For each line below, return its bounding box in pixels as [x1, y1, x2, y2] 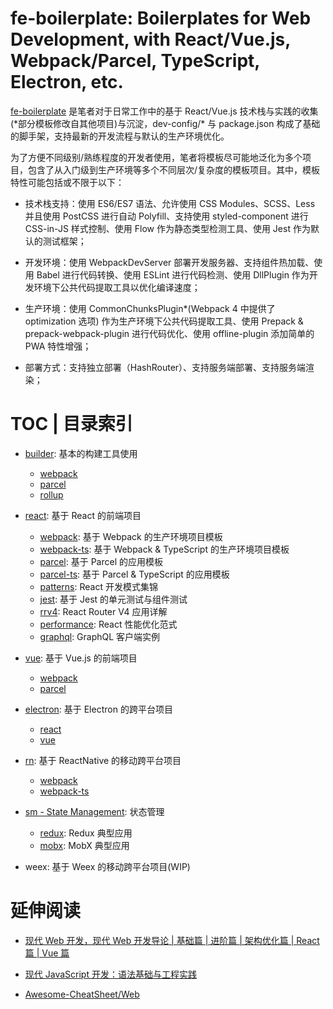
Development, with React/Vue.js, [10, 28, 291, 51]
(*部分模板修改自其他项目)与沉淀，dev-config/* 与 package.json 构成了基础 [10, 117, 321, 129]
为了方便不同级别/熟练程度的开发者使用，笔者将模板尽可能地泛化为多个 [10, 151, 303, 163]
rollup [39, 488, 64, 501]
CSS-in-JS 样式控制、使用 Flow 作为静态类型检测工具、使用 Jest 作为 [24, 222, 311, 234]
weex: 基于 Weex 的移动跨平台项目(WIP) [24, 860, 191, 872]
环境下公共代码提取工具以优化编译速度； [33, 281, 201, 293]
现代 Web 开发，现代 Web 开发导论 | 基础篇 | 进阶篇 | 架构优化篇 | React [24, 934, 320, 946]
